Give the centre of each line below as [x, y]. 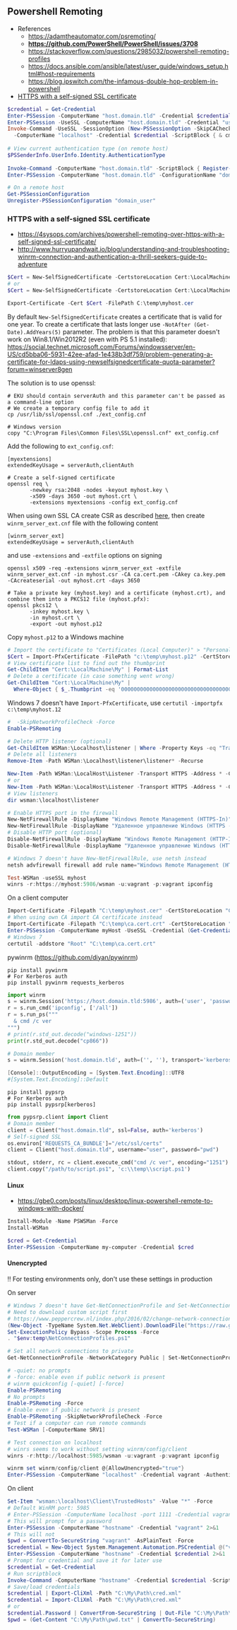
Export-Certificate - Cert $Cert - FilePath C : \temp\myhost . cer [101, 303]
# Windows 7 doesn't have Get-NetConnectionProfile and [91, 1306]
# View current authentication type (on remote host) [88, 149]
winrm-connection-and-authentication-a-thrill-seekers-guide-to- [113, 257]
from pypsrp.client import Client [58, 1117]
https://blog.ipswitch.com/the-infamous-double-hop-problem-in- [123, 81]
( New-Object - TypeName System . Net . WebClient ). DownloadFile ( [98, 1325]
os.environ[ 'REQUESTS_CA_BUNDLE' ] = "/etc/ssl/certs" [85, 1143]
